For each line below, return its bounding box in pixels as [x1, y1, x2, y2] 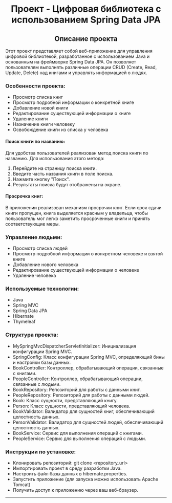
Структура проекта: [5, 331, 59, 338]
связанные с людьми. [12, 381, 61, 387]
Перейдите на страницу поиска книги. [12, 165, 97, 171]
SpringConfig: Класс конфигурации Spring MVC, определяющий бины [12, 354, 165, 360]
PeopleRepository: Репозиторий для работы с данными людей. [12, 392, 150, 398]
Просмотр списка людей [12, 245, 68, 251]
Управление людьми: [5, 233, 62, 240]
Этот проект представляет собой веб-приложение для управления [5, 48, 153, 54]
